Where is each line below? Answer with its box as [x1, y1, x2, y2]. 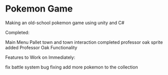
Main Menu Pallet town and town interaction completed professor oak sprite [5, 39, 163, 45]
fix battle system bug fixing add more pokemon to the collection [5, 64, 138, 70]
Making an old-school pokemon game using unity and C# [5, 20, 125, 26]
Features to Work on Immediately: [5, 54, 76, 60]
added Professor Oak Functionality [5, 44, 77, 50]
